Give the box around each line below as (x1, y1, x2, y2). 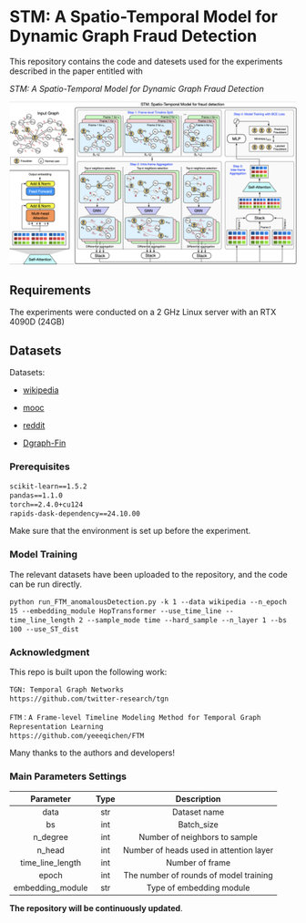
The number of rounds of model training (123, 870, 273, 881)
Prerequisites (9, 460, 70, 473)
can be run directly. (9, 579, 83, 590)
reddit (22, 420, 46, 431)
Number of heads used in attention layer (122, 845, 274, 856)
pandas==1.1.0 (9, 491, 64, 500)
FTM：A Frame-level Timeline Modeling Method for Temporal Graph (9, 713, 261, 722)
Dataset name (171, 806, 225, 817)
